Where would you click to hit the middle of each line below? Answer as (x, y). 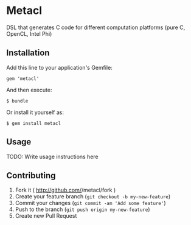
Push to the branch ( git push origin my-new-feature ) (82, 209)
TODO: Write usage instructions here (52, 156)
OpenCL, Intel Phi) (29, 33)
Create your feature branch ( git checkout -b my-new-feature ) (93, 196)
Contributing (31, 176)
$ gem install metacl (34, 123)
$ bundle (17, 101)
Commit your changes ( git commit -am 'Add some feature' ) (90, 203)
